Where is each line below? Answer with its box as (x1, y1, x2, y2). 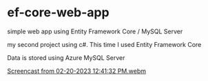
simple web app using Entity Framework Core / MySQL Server (7, 27, 183, 35)
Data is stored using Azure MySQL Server (7, 53, 125, 62)
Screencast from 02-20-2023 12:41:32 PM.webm (7, 67, 147, 75)
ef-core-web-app (7, 5, 110, 20)
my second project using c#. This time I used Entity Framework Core (7, 40, 202, 48)
